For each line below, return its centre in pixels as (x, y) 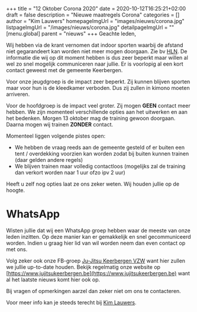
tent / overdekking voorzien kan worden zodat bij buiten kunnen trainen (102, 154)
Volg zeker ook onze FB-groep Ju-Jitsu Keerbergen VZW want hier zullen (96, 261)
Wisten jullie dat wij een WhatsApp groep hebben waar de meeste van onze (98, 230)
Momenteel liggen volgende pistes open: (56, 136)
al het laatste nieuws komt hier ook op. (53, 279)
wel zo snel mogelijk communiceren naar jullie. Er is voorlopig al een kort (95, 64)
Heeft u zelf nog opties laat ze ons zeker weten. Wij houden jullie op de (93, 184)
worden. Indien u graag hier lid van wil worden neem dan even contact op (96, 243)
